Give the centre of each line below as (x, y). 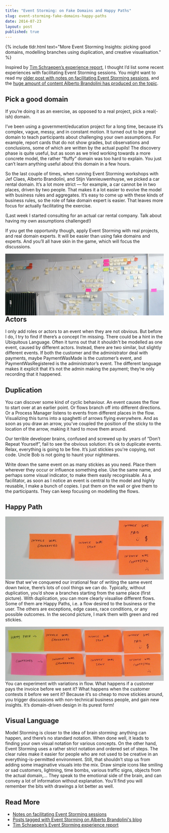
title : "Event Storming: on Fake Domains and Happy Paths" (68, 11)
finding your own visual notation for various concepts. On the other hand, (81, 743)
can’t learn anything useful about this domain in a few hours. (68, 164)
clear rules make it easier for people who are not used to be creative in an (82, 754)
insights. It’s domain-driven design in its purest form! (60, 705)
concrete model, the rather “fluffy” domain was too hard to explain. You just (83, 158)
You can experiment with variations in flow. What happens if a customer (80, 683)
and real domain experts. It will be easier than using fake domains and (78, 236)
